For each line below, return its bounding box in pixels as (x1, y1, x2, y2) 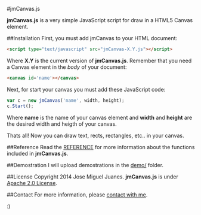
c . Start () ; (7, 103, 34, 109)
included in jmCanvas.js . (7, 150, 69, 157)
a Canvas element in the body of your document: (7, 63, 127, 71)
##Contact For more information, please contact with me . (7, 191, 148, 198)
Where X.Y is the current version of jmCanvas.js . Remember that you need (7, 57, 192, 64)
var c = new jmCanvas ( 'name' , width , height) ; (7, 97, 125, 104)
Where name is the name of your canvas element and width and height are (7, 114, 193, 121)
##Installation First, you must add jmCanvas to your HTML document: (7, 35, 178, 41)
